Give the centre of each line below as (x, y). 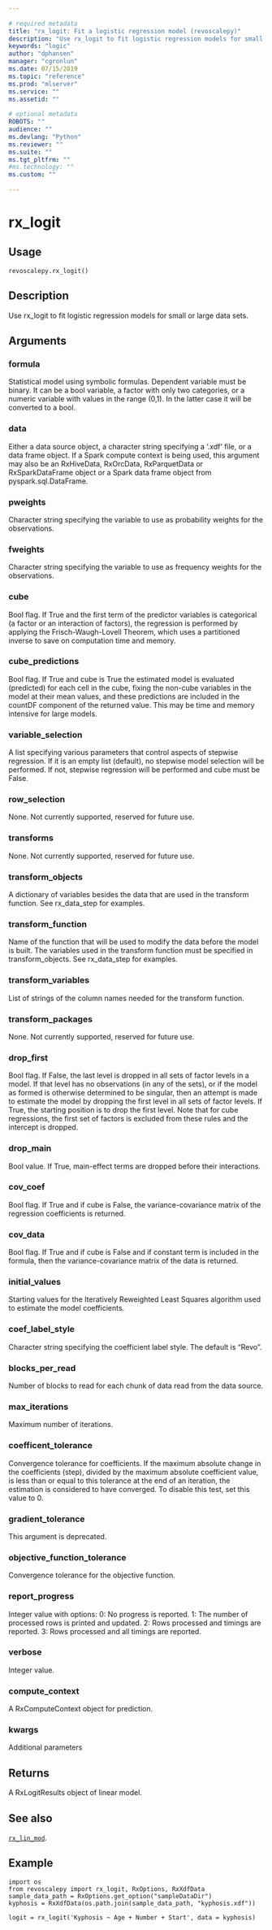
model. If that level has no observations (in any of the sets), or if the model (133, 1084)
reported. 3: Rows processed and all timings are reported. (105, 1631)
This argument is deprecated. (58, 1536)
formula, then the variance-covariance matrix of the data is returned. (123, 1261)
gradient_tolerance (47, 1519)
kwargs (24, 1730)
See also (30, 1818)
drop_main (30, 1148)
